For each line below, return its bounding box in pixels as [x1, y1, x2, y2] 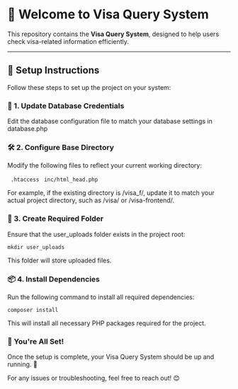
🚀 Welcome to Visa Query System [7, 6, 209, 23]
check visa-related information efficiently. [7, 37, 130, 45]
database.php [7, 124, 48, 133]
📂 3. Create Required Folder [7, 214, 104, 223]
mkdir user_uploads [7, 243, 65, 250]
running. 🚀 [7, 360, 38, 368]
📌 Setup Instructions [7, 64, 100, 76]
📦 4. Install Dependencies [7, 274, 101, 284]
